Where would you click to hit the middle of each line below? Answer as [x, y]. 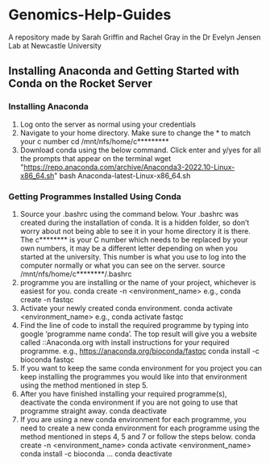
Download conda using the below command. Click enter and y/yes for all [140, 150]
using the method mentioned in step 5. [84, 385]
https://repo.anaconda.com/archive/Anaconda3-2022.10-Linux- [129, 167]
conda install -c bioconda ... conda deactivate [96, 454]
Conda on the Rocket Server [81, 83]
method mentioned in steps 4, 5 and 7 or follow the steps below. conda [138, 436]
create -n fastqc [47, 299]
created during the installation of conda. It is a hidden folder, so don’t [135, 222]
